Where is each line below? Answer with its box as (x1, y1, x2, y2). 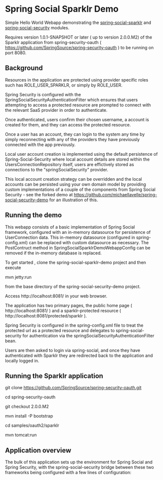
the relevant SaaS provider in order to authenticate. (5, 107, 108, 113)
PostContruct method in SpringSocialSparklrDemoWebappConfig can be (5, 245, 151, 250)
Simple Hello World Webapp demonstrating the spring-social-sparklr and (5, 20, 152, 25)
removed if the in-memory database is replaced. (5, 250, 102, 256)
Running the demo (5, 211, 62, 219)
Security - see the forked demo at (5, 191, 73, 197)
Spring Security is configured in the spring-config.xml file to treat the (5, 322, 144, 328)
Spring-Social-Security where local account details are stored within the (5, 156, 150, 162)
